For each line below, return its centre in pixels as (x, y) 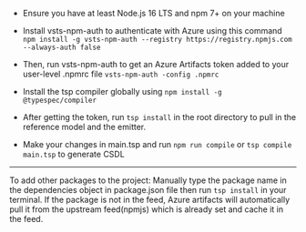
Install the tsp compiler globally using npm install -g (122, 91)
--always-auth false (61, 47)
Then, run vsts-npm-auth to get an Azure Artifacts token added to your (156, 64)
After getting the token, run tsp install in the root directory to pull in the (159, 117)
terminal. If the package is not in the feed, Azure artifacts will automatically (150, 200)
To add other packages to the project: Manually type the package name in (148, 180)
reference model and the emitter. (84, 127)
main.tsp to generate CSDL (73, 154)
